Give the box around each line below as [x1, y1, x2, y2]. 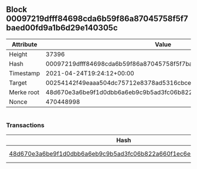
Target [9, 78, 28, 87]
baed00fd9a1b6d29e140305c [6, 23, 118, 33]
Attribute [11, 40, 38, 49]
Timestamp [9, 69, 40, 77]
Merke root [9, 88, 40, 96]
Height [9, 50, 28, 58]
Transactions [6, 121, 45, 129]
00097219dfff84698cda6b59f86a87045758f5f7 [6, 14, 189, 24]
